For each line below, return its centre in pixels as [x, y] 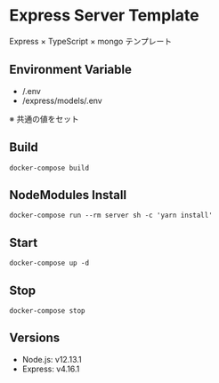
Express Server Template [105, 16]
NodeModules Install [68, 195]
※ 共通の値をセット [44, 119]
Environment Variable [70, 70]
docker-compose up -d [49, 263]
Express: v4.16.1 [51, 369]
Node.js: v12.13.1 [52, 359]
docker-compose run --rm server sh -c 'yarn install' [111, 215]
